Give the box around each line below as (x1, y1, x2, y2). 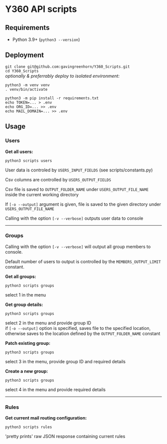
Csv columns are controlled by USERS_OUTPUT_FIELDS (5, 176, 111, 182)
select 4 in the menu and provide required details (5, 386, 106, 392)
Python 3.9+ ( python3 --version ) (12, 36, 81, 42)
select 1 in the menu (5, 292, 46, 297)
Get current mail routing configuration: (5, 415, 87, 421)
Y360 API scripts (5, 3, 77, 15)
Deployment (5, 51, 44, 59)
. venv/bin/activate (5, 87, 48, 92)
